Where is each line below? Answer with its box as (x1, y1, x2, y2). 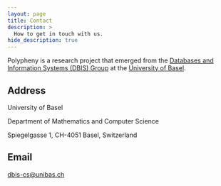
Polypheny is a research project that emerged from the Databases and (7, 56, 214, 65)
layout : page (7, 10, 46, 18)
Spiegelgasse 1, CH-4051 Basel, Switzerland (7, 131, 138, 139)
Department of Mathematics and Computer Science (7, 116, 159, 125)
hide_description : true (7, 37, 78, 44)
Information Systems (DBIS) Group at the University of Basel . (7, 64, 187, 72)
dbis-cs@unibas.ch (7, 170, 65, 178)
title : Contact (7, 17, 53, 24)
